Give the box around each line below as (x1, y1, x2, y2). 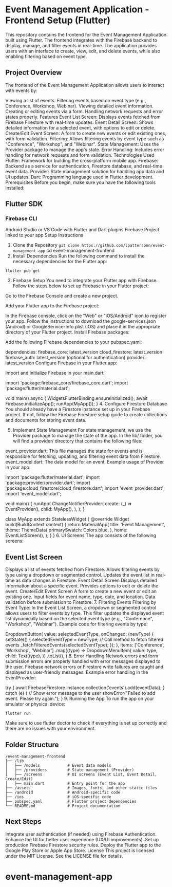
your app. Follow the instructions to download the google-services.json (5, 318, 156, 324)
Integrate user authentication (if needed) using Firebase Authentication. (5, 831, 157, 837)
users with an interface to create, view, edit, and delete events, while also (5, 48, 161, 54)
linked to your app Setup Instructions (5, 232, 84, 238)
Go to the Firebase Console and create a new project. (5, 293, 119, 299)
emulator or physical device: (5, 701, 66, 707)
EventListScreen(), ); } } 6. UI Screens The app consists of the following (5, 532, 157, 539)
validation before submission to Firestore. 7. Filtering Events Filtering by (5, 599, 157, 605)
